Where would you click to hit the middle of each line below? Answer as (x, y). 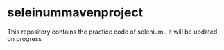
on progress (25, 38)
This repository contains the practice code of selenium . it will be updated (112, 32)
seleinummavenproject (75, 13)
